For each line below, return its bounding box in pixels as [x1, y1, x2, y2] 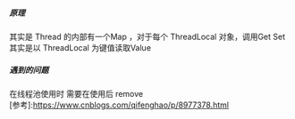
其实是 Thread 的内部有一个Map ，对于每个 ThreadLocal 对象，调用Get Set [9, 31, 286, 42]
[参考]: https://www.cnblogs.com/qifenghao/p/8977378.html [9, 99, 230, 110]
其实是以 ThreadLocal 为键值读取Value [9, 42, 152, 52]
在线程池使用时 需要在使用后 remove [9, 88, 144, 99]
